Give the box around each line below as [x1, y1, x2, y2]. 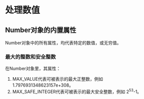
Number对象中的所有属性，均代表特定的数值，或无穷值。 [5, 40, 122, 46]
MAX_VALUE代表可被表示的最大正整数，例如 [12, 76, 103, 82]
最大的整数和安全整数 [5, 53, 56, 60]
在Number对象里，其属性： [5, 65, 61, 72]
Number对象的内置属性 [5, 26, 77, 34]
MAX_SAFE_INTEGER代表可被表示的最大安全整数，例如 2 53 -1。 [12, 88, 142, 95]
